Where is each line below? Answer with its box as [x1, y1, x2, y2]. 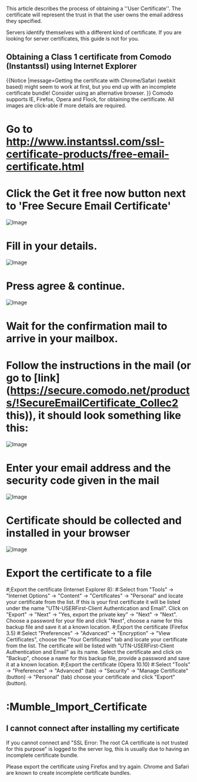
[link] [34, 372, 60, 385]
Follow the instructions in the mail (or [6, 359, 191, 372]
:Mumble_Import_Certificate [6, 700, 148, 713]
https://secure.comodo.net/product [10, 384, 190, 397]
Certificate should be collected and [6, 514, 182, 527]
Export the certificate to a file [6, 567, 152, 580]
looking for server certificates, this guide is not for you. [6, 35, 139, 42]
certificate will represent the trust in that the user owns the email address [6, 11, 183, 18]
